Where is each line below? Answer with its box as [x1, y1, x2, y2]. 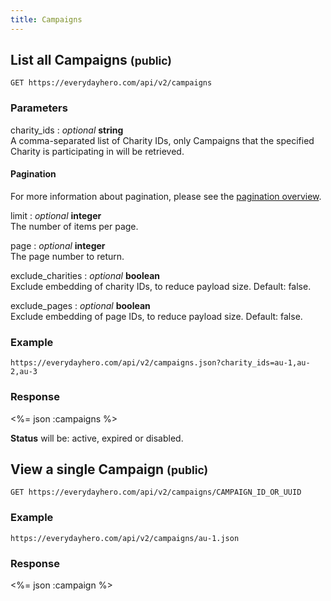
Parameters [10, 101, 68, 115]
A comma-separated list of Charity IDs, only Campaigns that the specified [10, 134, 315, 146]
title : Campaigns [10, 14, 83, 25]
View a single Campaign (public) [10, 461, 209, 478]
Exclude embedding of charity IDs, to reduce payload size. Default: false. [10, 280, 312, 292]
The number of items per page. [10, 220, 139, 232]
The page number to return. [10, 250, 125, 262]
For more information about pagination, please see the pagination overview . [10, 190, 322, 202]
